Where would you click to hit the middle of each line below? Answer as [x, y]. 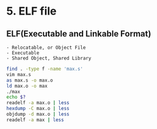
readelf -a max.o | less [38, 103]
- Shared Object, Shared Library [49, 58]
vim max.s [19, 74]
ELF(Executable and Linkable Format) [79, 34]
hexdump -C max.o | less [38, 109]
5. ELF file [31, 11]
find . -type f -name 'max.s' [45, 69]
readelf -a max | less [35, 120]
